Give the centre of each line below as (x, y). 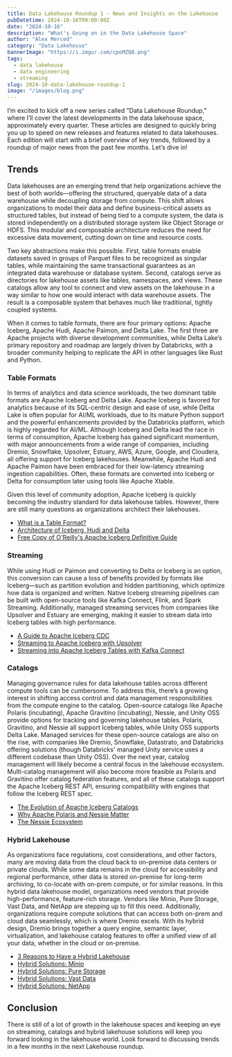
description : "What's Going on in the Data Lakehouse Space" (97, 33)
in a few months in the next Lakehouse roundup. (76, 1046)
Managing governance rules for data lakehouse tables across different (107, 683)
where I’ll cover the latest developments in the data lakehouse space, (106, 118)
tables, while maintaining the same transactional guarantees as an (101, 265)
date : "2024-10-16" (35, 26)
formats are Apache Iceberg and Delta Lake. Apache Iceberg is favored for (114, 400)
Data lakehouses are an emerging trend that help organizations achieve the (114, 186)
